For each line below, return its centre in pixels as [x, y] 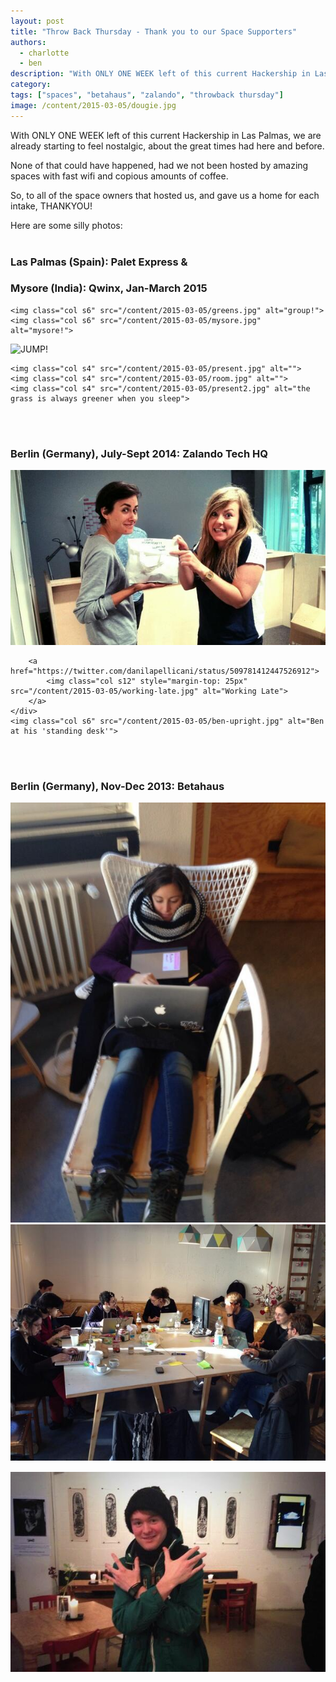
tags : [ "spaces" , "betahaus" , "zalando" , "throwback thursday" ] [147, 95]
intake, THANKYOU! [51, 206]
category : [31, 85]
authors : [28, 42]
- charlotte [44, 53]
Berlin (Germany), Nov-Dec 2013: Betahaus [117, 786]
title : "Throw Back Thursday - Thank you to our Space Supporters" [154, 31]
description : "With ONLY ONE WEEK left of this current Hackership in [160, 74]
